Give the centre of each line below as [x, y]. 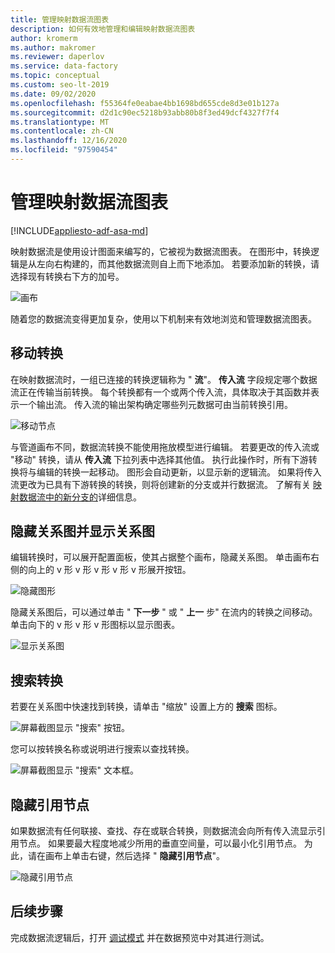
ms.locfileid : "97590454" [64, 150]
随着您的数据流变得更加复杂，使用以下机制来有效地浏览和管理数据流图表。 [163, 318]
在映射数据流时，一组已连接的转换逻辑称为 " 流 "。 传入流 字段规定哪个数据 [164, 379]
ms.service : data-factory [64, 66]
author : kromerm [44, 38]
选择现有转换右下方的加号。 [67, 276]
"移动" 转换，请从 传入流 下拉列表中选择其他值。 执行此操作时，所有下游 [159, 459]
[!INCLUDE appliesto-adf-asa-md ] [79, 230]
